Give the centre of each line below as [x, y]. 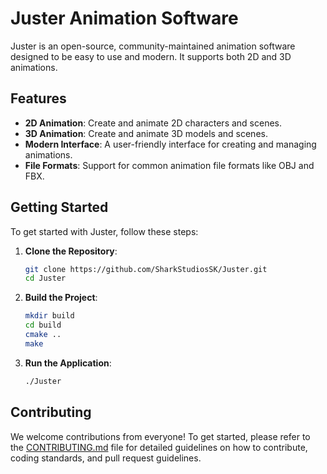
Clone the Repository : [71, 251]
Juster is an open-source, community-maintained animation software [153, 46]
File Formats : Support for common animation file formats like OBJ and [169, 165]
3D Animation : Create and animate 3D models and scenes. [146, 133]
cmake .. [43, 335]
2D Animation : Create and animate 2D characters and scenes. [153, 123]
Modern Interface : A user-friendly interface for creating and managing [170, 144]
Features [38, 98]
